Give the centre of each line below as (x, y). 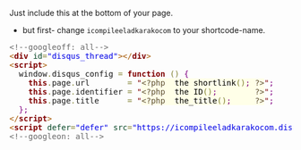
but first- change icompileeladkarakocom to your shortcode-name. (144, 30)
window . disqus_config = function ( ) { (104, 74)
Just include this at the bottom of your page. (91, 13)
